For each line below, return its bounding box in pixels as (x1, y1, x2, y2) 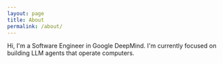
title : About (7, 17, 45, 23)
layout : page (7, 10, 45, 17)
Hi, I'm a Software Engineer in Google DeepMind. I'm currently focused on (7, 42, 217, 50)
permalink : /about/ (7, 23, 63, 30)
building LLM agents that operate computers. (7, 49, 135, 57)
